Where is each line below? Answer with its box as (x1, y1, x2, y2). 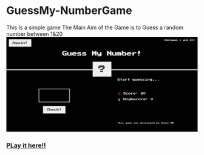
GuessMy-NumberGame (6, 4, 132, 18)
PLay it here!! (6, 141, 47, 150)
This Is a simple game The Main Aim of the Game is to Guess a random (6, 24, 184, 31)
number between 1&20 (6, 30, 63, 37)
